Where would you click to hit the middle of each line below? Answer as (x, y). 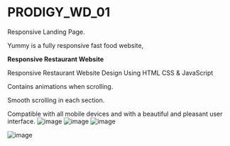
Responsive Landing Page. (46, 32)
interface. (21, 121)
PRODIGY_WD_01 (59, 12)
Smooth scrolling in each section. (56, 100)
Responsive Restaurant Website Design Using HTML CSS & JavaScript (110, 73)
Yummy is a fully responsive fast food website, (76, 45)
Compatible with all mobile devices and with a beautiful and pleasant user (115, 114)
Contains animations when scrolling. (60, 86)
